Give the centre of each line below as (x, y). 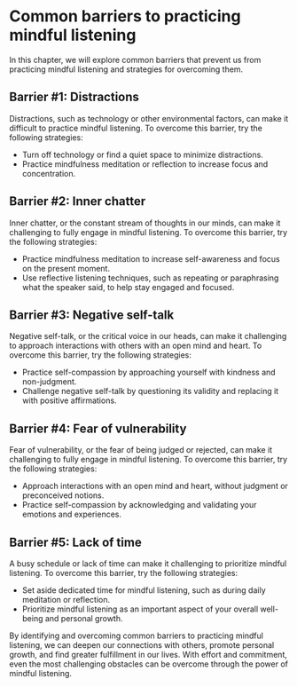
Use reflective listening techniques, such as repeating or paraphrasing (150, 278)
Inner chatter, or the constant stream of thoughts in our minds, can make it (145, 223)
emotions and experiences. (72, 514)
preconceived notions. (63, 495)
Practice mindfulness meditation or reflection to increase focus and (145, 164)
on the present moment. (66, 268)
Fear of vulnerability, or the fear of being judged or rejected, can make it (141, 450)
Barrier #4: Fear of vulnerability (98, 428)
